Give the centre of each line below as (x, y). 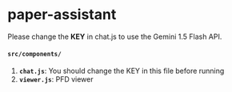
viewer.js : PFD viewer (56, 79)
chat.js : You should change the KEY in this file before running (122, 71)
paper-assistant (62, 15)
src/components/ (34, 54)
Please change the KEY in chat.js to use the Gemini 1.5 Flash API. (115, 36)
